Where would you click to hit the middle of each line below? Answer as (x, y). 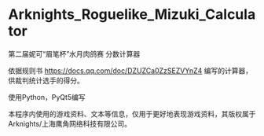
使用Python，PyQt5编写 (47, 97)
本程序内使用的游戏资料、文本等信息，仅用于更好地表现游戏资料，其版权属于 (132, 114)
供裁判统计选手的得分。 (46, 80)
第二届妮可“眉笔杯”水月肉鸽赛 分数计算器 (74, 53)
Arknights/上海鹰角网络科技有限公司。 (70, 123)
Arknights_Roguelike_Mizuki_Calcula (132, 15)
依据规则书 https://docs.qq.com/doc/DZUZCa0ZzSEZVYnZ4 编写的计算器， (130, 70)
